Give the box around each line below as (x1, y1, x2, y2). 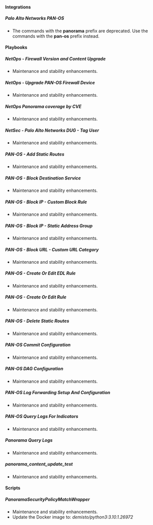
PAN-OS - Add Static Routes (5, 151, 64, 157)
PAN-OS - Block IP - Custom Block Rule (5, 199, 88, 205)
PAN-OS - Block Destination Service (5, 175, 81, 181)
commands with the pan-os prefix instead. (12, 33, 100, 39)
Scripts (5, 485, 21, 491)
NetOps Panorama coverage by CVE (5, 103, 82, 109)
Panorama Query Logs (5, 437, 53, 443)
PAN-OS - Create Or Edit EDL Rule (5, 270, 76, 276)
